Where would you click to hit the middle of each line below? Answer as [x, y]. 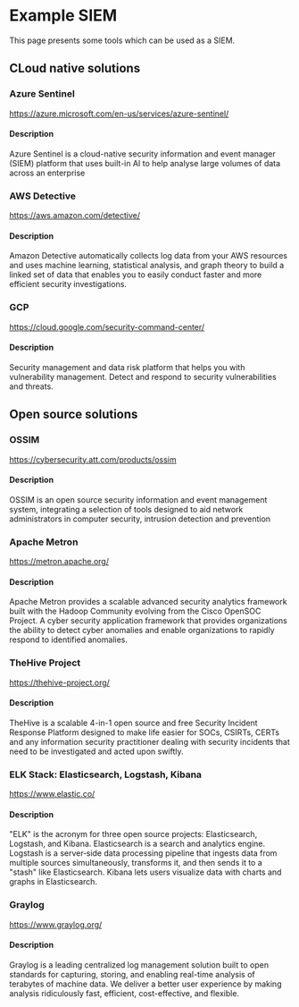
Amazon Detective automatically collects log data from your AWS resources [149, 256]
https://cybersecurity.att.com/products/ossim [93, 459]
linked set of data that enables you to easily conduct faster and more [136, 275]
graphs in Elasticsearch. [54, 882]
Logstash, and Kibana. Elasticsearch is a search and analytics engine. [137, 844]
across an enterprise [47, 173]
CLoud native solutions [75, 68]
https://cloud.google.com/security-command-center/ [107, 326]
